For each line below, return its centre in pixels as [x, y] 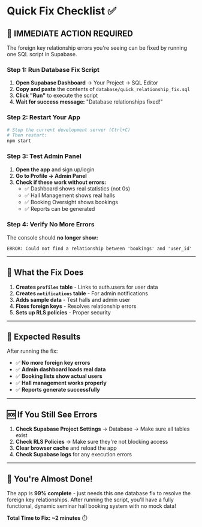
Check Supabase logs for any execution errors [74, 455]
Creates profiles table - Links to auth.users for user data [87, 287]
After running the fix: [32, 351]
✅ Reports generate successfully [58, 390]
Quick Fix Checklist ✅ [61, 11]
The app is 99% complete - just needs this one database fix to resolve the [99, 493]
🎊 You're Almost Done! [50, 479]
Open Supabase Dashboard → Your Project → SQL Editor [87, 83]
